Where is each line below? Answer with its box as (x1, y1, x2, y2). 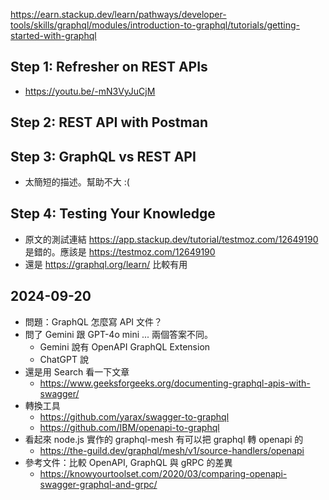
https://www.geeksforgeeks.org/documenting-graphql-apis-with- (39, 377, 311, 389)
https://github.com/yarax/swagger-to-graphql (39, 410, 230, 423)
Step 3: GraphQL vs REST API (10, 148, 197, 165)
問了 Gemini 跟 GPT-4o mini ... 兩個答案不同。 (24, 328, 214, 340)
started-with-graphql (10, 30, 97, 41)
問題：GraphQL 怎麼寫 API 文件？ (24, 315, 163, 328)
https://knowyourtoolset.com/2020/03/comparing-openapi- (39, 467, 288, 479)
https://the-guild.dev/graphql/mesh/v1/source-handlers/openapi (39, 444, 305, 456)
